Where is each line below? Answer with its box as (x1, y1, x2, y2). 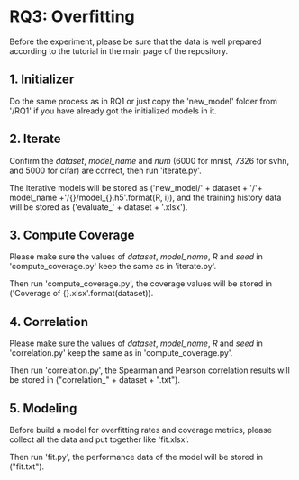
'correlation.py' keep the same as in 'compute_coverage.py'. (9, 348, 233, 358)
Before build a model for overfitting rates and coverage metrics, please (9, 425, 273, 435)
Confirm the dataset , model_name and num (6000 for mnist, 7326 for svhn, (9, 155, 290, 166)
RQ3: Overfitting (9, 6, 135, 27)
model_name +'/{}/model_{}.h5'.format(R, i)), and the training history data (9, 192, 282, 203)
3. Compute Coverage (9, 227, 135, 242)
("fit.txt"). (9, 461, 45, 472)
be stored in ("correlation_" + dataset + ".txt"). (9, 375, 181, 385)
